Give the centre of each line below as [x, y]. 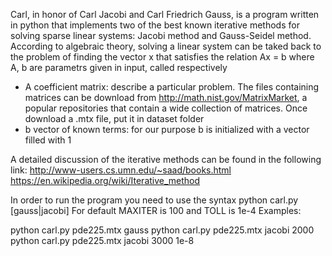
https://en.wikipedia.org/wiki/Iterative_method [105, 180]
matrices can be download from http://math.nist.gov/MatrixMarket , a [166, 97]
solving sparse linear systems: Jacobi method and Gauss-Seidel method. [161, 35]
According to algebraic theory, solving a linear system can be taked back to [166, 46]
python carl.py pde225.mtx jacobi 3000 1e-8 [102, 240]
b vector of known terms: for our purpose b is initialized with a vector [167, 129]
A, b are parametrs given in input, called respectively [119, 67]
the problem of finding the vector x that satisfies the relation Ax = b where [162, 57]
